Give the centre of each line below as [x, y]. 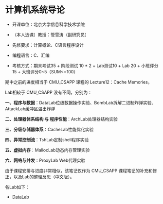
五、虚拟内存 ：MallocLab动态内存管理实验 [47, 150]
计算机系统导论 [35, 10]
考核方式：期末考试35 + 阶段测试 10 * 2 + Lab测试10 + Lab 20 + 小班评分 [85, 66]
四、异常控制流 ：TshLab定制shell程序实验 [47, 139]
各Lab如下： [18, 187]
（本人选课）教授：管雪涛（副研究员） [50, 34]
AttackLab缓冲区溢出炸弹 [30, 109]
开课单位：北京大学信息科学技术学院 [48, 24]
